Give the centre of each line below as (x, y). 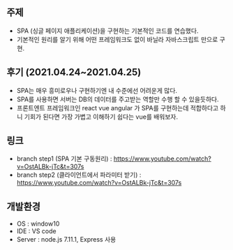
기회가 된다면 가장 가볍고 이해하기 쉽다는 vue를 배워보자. (101, 117)
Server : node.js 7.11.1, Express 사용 (66, 240)
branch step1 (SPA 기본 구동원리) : (64, 159)
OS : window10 (38, 224)
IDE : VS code (36, 231)
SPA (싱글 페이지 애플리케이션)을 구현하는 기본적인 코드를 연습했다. (107, 31)
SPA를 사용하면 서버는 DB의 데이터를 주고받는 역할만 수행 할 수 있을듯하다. (118, 99)
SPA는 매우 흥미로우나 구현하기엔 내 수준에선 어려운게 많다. (97, 90)
